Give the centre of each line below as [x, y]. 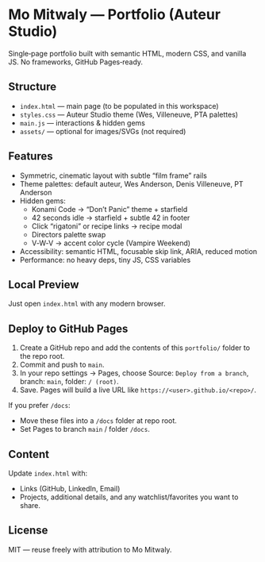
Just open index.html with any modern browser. [87, 304]
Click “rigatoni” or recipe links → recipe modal [107, 226]
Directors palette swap [69, 234]
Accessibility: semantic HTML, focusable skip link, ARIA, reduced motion [138, 251]
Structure [33, 87]
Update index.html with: [48, 473]
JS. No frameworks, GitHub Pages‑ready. [76, 62]
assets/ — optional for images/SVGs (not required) [103, 131]
